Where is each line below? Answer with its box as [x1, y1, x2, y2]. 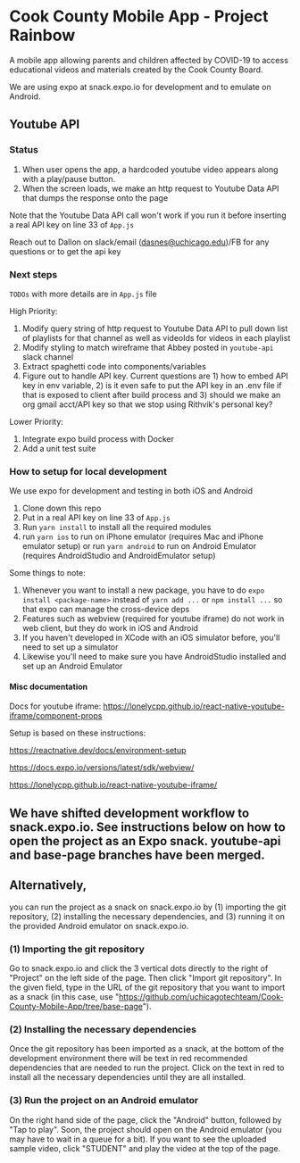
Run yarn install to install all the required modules [21, 522, 212, 533]
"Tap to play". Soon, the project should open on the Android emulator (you [9, 1124, 282, 1134]
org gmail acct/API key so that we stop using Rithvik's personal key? [21, 399, 273, 410]
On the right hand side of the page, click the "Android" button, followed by [9, 1114, 282, 1126]
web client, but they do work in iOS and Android [21, 623, 199, 634]
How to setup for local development [9, 465, 168, 478]
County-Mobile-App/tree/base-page [9, 1001, 143, 1011]
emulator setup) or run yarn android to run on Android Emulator [21, 541, 257, 552]
